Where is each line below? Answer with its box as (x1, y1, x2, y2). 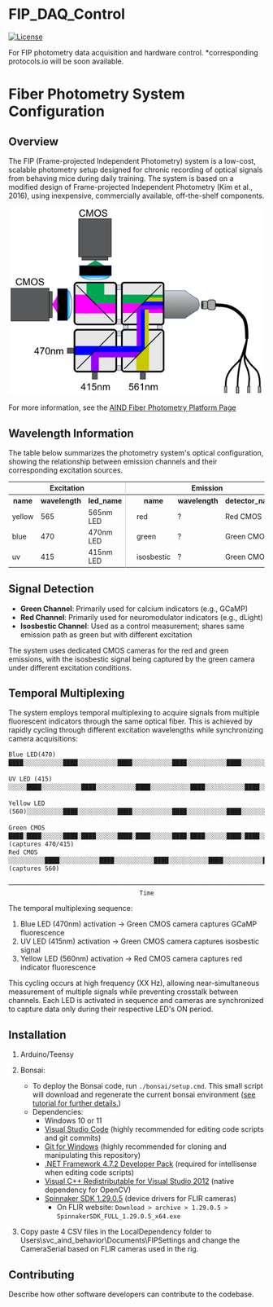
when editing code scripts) (44, 1168, 135, 1177)
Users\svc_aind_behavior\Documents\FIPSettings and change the (19, 1235, 240, 1245)
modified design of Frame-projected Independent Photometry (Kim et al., (8, 182, 253, 191)
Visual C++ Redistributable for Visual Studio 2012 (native (44, 1177, 235, 1186)
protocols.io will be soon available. (8, 56, 124, 66)
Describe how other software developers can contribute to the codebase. (8, 1289, 254, 1299)
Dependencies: (32, 1107, 84, 1117)
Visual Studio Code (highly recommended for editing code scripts (44, 1124, 264, 1134)
